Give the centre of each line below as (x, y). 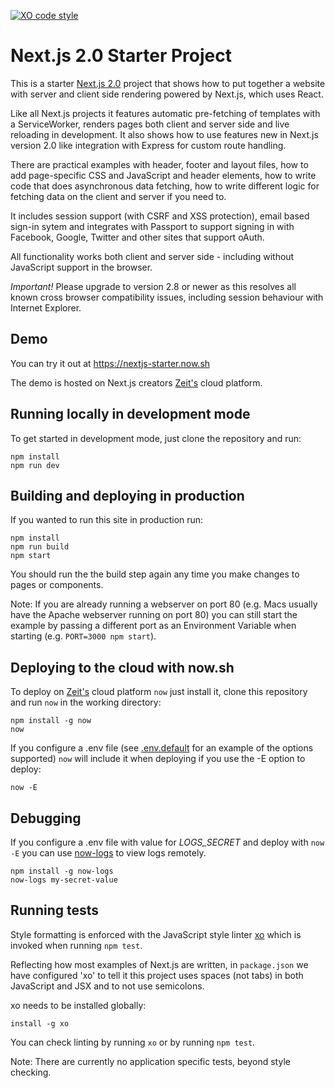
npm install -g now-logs (62, 871)
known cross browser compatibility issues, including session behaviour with (167, 297)
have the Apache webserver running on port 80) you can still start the (154, 615)
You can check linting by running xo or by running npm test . (133, 1042)
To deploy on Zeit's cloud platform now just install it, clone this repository (159, 692)
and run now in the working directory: (86, 702)
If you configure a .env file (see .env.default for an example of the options (162, 748)
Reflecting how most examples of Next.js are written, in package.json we (159, 964)
